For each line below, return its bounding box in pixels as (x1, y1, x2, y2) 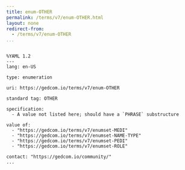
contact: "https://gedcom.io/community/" (6, 154, 112, 160)
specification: (6, 106, 45, 113)
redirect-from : (6, 25, 45, 32)
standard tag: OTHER (6, 96, 58, 102)
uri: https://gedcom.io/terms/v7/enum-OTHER (6, 85, 120, 91)
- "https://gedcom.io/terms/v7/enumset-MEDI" (11, 128, 128, 134)
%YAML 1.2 (6, 53, 31, 59)
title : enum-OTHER (6, 8, 52, 15)
